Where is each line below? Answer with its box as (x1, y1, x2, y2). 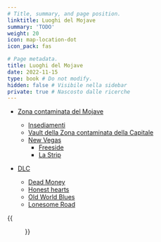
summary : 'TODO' (7, 23, 55, 30)
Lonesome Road (27, 201, 76, 209)
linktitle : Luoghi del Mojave (7, 17, 96, 24)
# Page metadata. (7, 55, 58, 63)
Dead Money (27, 178, 65, 187)
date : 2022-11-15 (7, 68, 58, 76)
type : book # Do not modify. (7, 75, 93, 82)
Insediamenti (27, 121, 65, 130)
